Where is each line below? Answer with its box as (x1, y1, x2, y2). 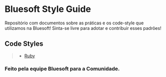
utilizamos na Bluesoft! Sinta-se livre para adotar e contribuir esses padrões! (4, 25, 162, 31)
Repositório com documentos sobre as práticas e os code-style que (4, 20, 144, 26)
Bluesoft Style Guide (4, 3, 91, 15)
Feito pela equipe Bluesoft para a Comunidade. (4, 65, 120, 72)
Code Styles (4, 40, 43, 48)
